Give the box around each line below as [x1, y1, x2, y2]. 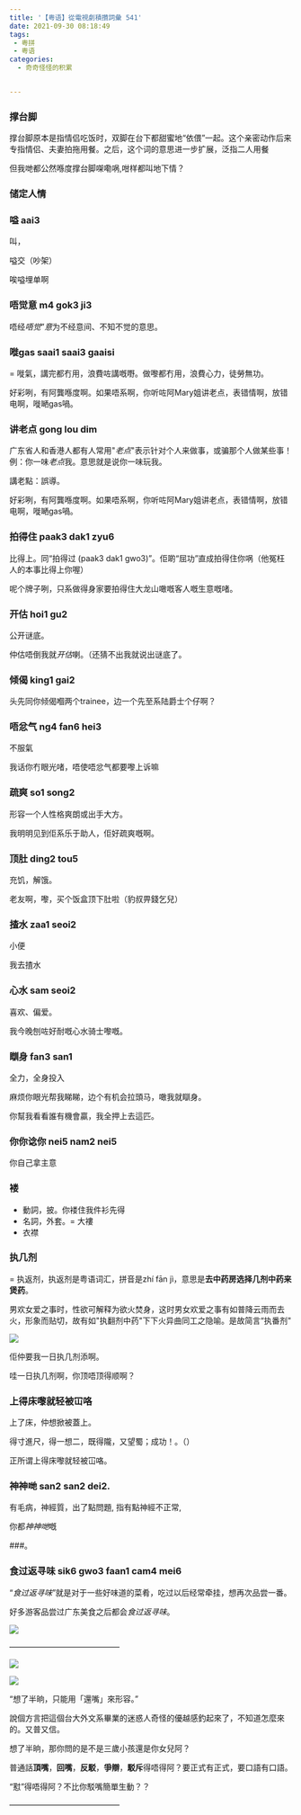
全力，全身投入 [9, 1072, 65, 1083]
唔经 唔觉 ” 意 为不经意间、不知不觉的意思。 [9, 321, 164, 332]
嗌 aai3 [9, 214, 40, 227]
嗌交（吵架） [9, 255, 57, 266]
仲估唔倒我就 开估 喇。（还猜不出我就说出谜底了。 [9, 648, 187, 659]
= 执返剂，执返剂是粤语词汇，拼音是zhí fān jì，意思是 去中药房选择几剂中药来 [9, 1274, 292, 1284]
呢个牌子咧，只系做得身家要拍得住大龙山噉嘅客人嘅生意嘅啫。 [9, 583, 238, 594]
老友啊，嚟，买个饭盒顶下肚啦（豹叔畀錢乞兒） [9, 894, 182, 905]
